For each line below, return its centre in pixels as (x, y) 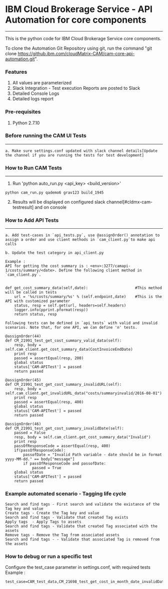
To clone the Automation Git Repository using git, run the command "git (79, 48)
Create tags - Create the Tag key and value (52, 513)
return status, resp (35, 315)
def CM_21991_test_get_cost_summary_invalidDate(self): (64, 428)
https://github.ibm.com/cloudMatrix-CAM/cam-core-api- (76, 53)
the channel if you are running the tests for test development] (74, 155)
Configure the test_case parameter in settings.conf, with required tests (78, 567)
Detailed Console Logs (36, 93)
